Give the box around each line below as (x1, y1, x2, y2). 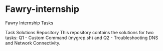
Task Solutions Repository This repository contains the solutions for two (5, 29, 154, 35)
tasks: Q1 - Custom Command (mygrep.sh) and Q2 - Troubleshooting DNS (5, 35, 158, 41)
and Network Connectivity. (5, 40, 61, 46)
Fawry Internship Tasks (5, 20, 54, 26)
